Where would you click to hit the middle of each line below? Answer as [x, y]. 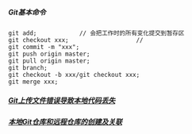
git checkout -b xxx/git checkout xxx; [74, 75]
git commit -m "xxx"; [44, 47]
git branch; [28, 67]
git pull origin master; [49, 61]
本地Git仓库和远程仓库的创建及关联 [65, 121]
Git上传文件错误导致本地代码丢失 [62, 100]
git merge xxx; [33, 82]
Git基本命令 [27, 12]
